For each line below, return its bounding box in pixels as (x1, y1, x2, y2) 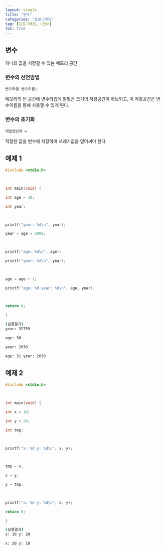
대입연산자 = (5, 128, 28, 133)
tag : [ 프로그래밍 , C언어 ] (5, 21, 52, 27)
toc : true (5, 26, 26, 31)
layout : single (5, 7, 37, 13)
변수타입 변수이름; (5, 86, 38, 92)
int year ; (5, 204, 26, 209)
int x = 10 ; (5, 409, 30, 415)
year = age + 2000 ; (5, 231, 46, 236)
